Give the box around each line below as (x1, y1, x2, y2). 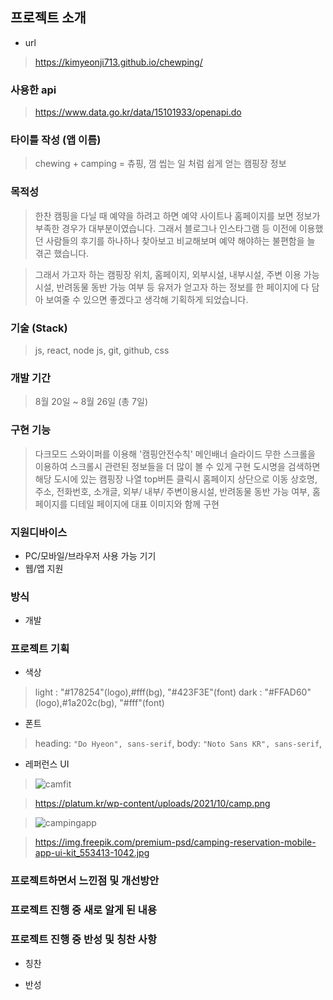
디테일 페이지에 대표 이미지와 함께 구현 (69, 498, 220, 510)
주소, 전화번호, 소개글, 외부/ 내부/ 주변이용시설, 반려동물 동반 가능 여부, (34, 485, 311, 497)
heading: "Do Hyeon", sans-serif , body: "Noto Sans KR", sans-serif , (34, 738, 323, 750)
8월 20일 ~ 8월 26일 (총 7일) (34, 396, 149, 408)
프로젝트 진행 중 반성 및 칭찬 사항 (10, 933, 157, 947)
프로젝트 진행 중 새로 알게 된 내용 (10, 903, 157, 917)
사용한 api (10, 83, 57, 97)
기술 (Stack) (10, 321, 68, 335)
